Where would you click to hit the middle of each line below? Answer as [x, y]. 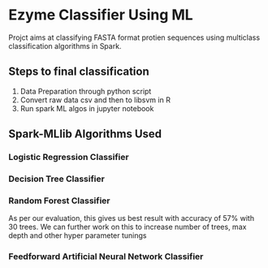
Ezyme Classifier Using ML [101, 15]
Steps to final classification [79, 72]
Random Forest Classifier [59, 201]
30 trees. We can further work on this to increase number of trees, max [128, 227]
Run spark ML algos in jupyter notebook [87, 108]
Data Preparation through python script [86, 91]
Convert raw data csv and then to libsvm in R [95, 100]
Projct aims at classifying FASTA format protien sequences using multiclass [134, 37]
